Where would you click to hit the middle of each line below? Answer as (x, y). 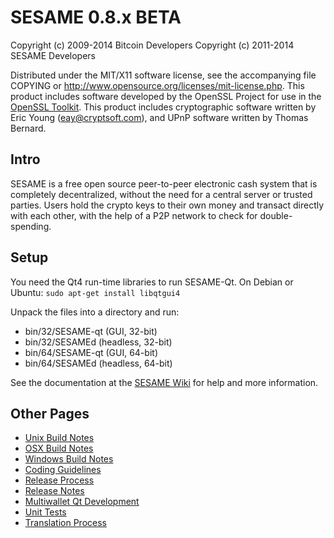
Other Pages (50, 413)
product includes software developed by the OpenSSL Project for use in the (166, 96)
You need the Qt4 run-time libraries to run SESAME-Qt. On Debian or (152, 282)
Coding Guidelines (63, 470)
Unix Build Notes (59, 438)
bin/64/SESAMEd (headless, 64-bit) (98, 363)
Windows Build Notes (69, 459)
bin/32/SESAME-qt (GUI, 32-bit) (91, 331)
